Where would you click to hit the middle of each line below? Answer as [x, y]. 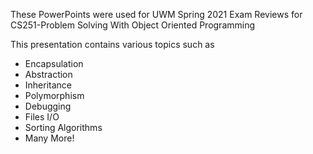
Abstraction [48, 74]
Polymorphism [54, 95]
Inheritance [48, 85]
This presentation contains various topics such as [112, 44]
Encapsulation [54, 63]
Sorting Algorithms [63, 127]
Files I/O [42, 117]
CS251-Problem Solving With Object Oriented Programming [133, 25]
